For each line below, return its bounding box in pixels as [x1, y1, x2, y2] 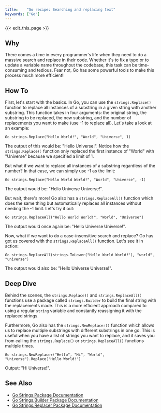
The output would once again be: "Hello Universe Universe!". [5, 224, 127, 230]
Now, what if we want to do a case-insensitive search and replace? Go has [5, 233, 154, 239]
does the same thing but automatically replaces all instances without [5, 200, 142, 206]
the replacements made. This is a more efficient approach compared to [5, 302, 146, 308]
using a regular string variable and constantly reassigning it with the [5, 308, 142, 314]
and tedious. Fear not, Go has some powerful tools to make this [28, 67, 155, 73]
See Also [5, 379, 32, 387]
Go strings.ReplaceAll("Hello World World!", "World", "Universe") [5, 215, 144, 220]
